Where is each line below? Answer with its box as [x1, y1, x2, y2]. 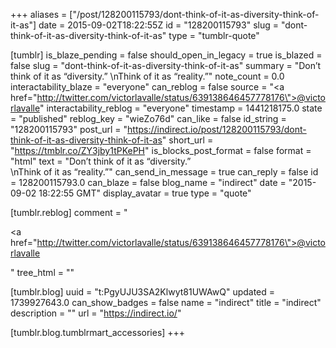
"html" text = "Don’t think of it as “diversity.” [10, 155, 192, 167]
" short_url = [161, 134, 214, 146]
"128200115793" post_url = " [10, 124, 128, 135]
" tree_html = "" [10, 267, 75, 278]
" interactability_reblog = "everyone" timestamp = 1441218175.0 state [39, 102, 323, 114]
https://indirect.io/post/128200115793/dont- [127, 124, 307, 135]
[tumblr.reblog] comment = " [10, 207, 128, 218]
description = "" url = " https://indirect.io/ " [10, 307, 182, 319]
